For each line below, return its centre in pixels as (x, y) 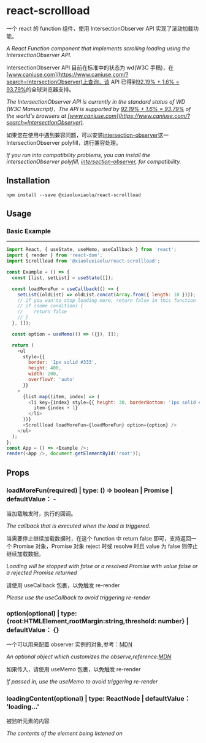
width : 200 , (44, 374)
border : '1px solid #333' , (63, 363)
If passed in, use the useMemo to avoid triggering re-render (82, 682)
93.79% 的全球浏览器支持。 (40, 89)
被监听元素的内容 (28, 721)
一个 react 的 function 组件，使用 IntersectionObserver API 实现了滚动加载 (100, 28)
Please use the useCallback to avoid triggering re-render (78, 598)
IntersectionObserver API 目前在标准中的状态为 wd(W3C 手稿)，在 (90, 67)
